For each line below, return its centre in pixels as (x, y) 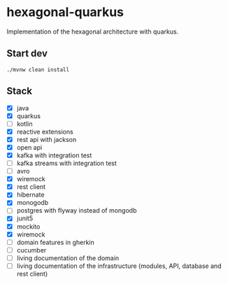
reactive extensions (45, 132)
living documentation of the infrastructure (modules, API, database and (119, 266)
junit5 (24, 218)
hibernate (30, 195)
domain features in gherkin (56, 242)
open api (29, 147)
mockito (28, 226)
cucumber (31, 250)
